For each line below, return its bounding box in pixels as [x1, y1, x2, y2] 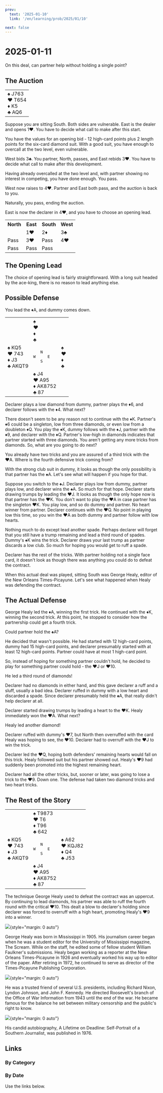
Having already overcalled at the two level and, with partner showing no [5, 171, 149, 176]
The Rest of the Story [5, 796, 71, 804]
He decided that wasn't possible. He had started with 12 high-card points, [5, 638, 153, 644]
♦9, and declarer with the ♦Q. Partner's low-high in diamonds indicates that [5, 432, 155, 437]
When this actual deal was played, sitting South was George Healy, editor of [5, 571, 157, 577]
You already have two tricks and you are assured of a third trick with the [5, 451, 149, 457]
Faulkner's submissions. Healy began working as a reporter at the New [5, 950, 147, 956]
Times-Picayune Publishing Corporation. [5, 965, 87, 971]
